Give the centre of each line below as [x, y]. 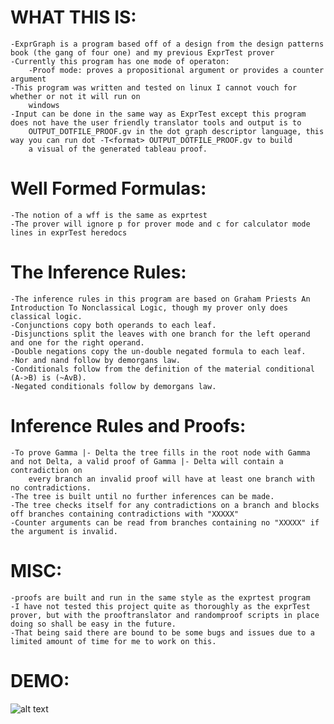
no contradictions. [51, 487]
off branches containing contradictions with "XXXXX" [125, 514]
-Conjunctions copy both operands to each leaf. [113, 325]
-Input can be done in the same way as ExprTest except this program [158, 114]
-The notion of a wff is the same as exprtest [109, 215]
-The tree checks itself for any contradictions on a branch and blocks [165, 505]
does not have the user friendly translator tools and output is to [156, 122]
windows [44, 105]
